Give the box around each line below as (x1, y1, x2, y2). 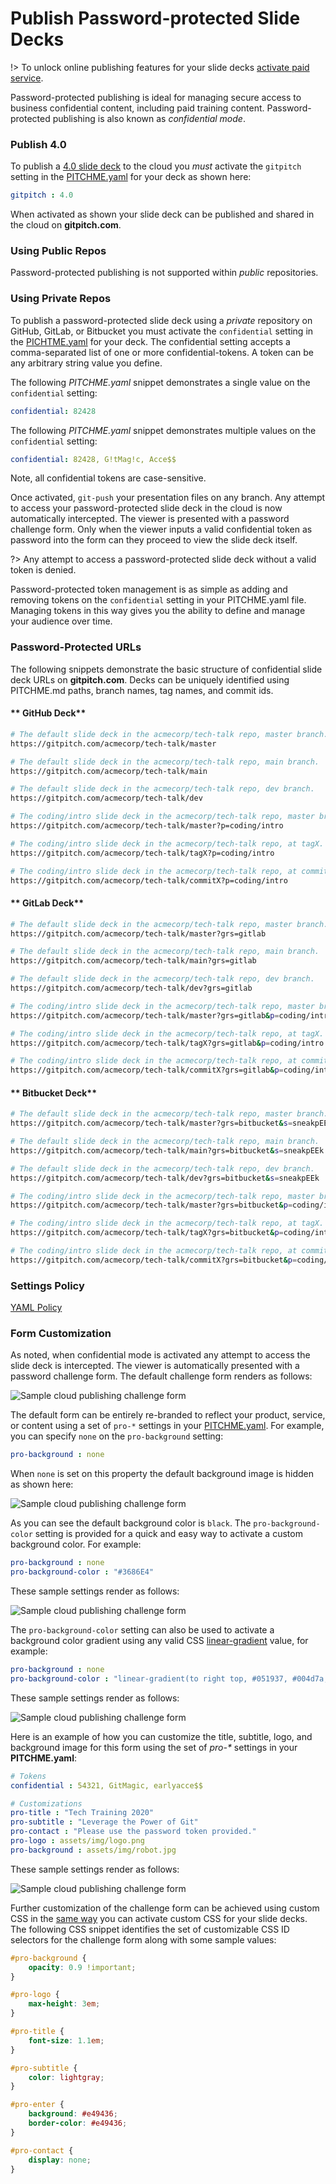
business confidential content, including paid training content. (10, 102, 265, 114)
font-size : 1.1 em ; (28, 2035, 105, 2046)
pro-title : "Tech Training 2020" (10, 1808, 155, 1818)
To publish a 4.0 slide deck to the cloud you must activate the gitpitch (10, 160, 302, 172)
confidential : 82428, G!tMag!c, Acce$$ (10, 454, 177, 464)
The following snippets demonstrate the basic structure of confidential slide (10, 663, 323, 675)
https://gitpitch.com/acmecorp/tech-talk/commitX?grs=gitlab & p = (10, 1065, 284, 1076)
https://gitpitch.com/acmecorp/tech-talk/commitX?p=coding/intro (10, 875, 288, 886)
